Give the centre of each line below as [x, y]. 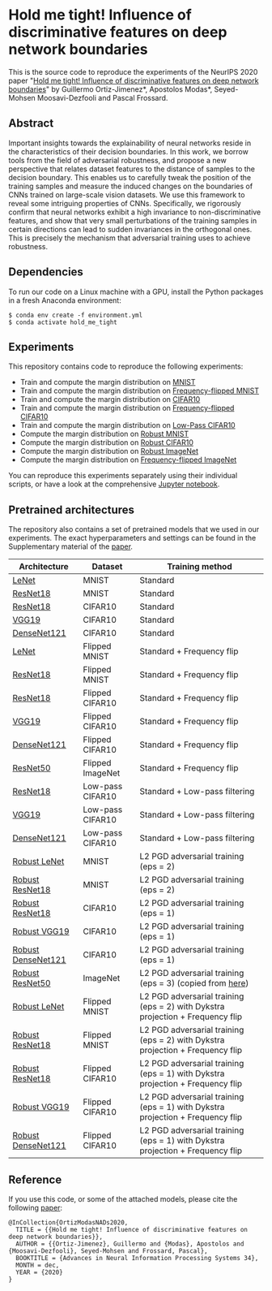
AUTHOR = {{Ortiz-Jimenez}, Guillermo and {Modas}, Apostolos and [130, 1244]
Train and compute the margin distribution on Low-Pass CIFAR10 [128, 425]
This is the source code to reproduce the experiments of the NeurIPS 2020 [133, 71]
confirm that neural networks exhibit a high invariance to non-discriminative [135, 212]
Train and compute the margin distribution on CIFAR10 [110, 399]
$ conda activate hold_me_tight [63, 322]
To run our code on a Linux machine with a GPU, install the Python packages [136, 291]
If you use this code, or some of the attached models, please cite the [123, 1199]
